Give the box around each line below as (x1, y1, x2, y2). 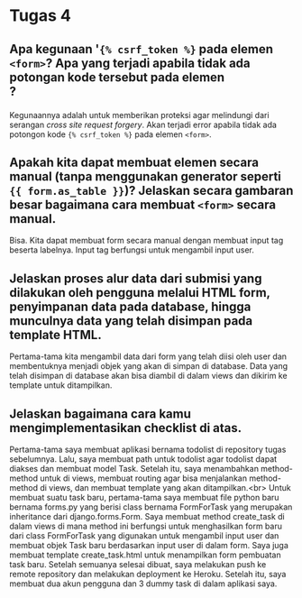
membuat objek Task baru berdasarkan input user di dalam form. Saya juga (9, 540, 288, 551)
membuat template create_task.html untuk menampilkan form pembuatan (9, 549, 281, 560)
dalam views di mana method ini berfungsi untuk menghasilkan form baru (9, 520, 282, 532)
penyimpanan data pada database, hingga (9, 299, 252, 314)
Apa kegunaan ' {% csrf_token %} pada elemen (9, 41, 273, 57)
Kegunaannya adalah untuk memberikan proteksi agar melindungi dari (9, 109, 270, 120)
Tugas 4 (9, 5, 72, 26)
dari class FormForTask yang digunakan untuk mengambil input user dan (9, 530, 279, 541)
